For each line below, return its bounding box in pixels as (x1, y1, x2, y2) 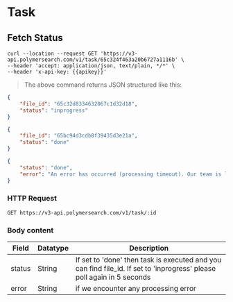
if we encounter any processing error (75, 284, 196, 294)
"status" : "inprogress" (19, 107, 89, 114)
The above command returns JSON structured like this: (24, 81, 182, 89)
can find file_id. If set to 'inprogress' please (75, 264, 216, 274)
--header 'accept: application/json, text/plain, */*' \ (7, 62, 175, 69)
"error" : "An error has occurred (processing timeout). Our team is (19, 171, 222, 178)
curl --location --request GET (7, 50, 98, 57)
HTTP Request (7, 194, 58, 203)
